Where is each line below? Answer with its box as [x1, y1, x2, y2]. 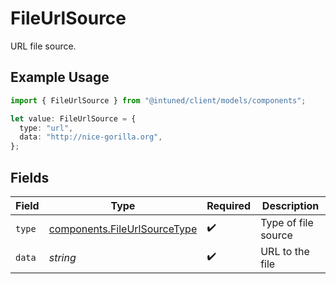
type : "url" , [19, 123, 74, 133]
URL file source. [10, 40, 77, 52]
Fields [10, 169, 50, 186]
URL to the [260, 244, 310, 258]
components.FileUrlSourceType [48, 222, 198, 236]
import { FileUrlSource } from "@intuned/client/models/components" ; [10, 95, 307, 106]
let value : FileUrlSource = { [10, 113, 137, 124]
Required [206, 198, 252, 212]
